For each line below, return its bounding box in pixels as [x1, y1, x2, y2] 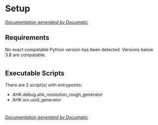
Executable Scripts [5, 69, 65, 77]
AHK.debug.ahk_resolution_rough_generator [12, 92, 103, 97]
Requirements [5, 33, 49, 42]
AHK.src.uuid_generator [12, 97, 62, 103]
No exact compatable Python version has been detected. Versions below [5, 46, 154, 52]
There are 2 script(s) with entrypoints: [5, 82, 82, 88]
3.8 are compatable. [5, 52, 46, 58]
